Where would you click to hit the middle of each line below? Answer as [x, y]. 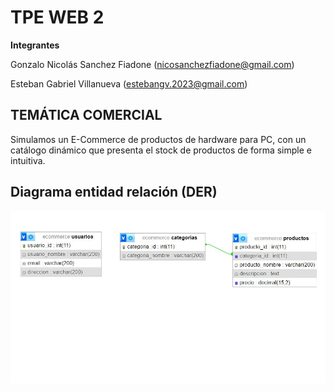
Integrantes [35, 45]
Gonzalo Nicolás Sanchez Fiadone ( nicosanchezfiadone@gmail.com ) [152, 64]
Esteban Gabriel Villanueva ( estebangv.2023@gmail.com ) [129, 83]
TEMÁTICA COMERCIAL [86, 115]
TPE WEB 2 [57, 17]
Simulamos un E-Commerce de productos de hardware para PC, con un [158, 139]
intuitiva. [28, 160]
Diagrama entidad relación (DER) [114, 192]
